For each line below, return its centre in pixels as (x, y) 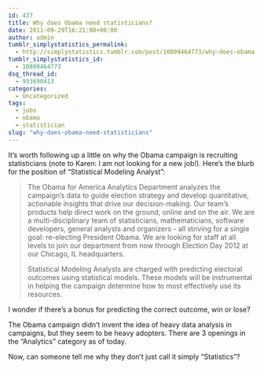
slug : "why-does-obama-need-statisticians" (81, 132)
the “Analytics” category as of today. (68, 341)
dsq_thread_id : (33, 74)
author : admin (31, 37)
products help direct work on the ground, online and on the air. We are (141, 212)
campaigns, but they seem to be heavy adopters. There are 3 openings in (127, 333)
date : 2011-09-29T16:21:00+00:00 (63, 30)
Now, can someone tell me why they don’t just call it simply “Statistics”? (124, 356)
